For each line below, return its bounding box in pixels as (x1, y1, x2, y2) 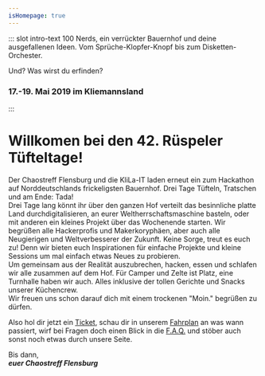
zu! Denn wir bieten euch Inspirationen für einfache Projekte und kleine (8, 242, 241, 252)
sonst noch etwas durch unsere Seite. (8, 334, 133, 343)
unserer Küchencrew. (8, 284, 78, 295)
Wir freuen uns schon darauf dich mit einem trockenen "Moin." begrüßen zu (8, 293, 257, 303)
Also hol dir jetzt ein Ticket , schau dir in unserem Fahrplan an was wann (8, 317, 244, 327)
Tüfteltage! (8, 149, 84, 167)
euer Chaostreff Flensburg (8, 358, 99, 367)
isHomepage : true (8, 11, 66, 20)
